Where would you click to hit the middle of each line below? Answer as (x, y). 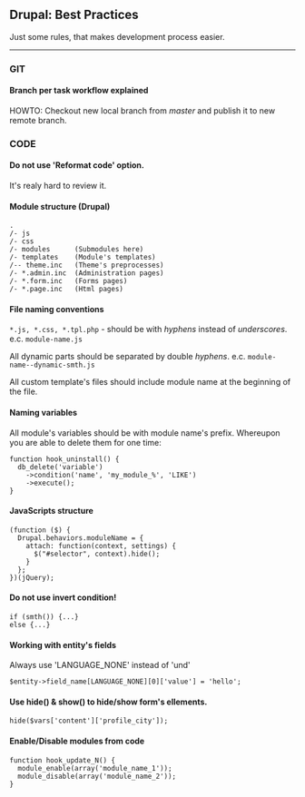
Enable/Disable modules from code (77, 741)
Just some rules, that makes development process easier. (117, 36)
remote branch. (38, 120)
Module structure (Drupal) (60, 206)
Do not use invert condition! (63, 597)
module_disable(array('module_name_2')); (97, 776)
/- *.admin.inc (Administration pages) (87, 273)
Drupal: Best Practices (74, 15)
